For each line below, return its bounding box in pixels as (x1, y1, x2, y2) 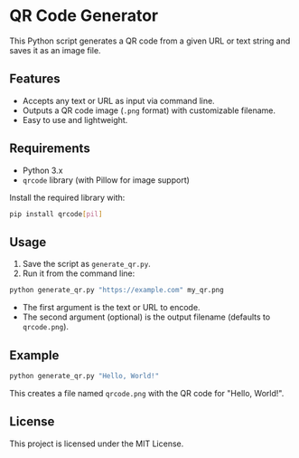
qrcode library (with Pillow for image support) (22, 174, 190, 186)
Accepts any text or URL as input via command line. (22, 95, 215, 106)
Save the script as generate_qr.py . (22, 259, 151, 270)
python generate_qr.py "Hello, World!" (9, 371, 160, 380)
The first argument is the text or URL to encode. (22, 302, 201, 313)
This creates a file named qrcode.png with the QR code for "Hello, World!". (9, 387, 285, 398)
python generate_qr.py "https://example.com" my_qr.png (9, 286, 224, 295)
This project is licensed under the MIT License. (9, 438, 184, 449)
